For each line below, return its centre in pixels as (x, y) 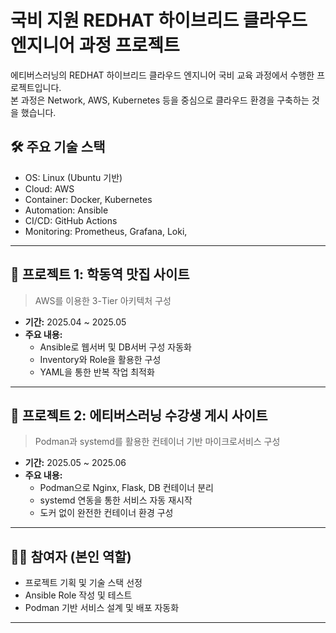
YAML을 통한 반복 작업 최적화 (97, 372)
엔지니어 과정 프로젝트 (95, 45)
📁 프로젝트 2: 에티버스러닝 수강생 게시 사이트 (139, 415)
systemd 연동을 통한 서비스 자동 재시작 (116, 500)
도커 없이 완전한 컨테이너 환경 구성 (106, 513)
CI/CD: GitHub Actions (71, 220)
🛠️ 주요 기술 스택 (58, 147)
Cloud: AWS (49, 188)
